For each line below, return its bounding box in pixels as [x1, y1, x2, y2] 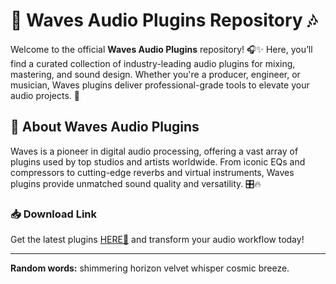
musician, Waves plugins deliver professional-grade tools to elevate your [10, 79, 310, 91]
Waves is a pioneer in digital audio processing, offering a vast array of [10, 145, 299, 157]
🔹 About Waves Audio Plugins [10, 119, 200, 136]
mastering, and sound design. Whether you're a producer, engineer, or [10, 68, 301, 80]
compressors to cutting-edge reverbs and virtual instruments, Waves [10, 166, 295, 178]
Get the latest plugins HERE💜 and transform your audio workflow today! [10, 234, 305, 246]
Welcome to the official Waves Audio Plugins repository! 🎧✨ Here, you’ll [10, 43, 313, 55]
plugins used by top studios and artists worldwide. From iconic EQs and [10, 155, 306, 168]
